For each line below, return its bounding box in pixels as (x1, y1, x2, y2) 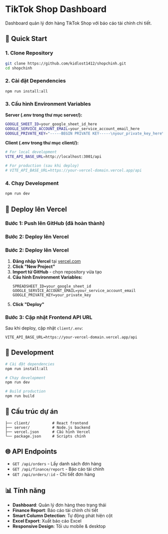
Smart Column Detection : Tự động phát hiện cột (12, 512, 113, 518)
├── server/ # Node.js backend (5, 425, 91, 430)
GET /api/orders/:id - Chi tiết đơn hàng (12, 471, 95, 477)
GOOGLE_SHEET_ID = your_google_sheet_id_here (5, 121, 97, 126)
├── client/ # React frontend (5, 420, 88, 425)
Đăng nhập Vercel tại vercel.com (12, 258, 81, 264)
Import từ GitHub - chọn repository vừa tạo (12, 268, 102, 274)
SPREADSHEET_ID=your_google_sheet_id (12, 283, 91, 288)
